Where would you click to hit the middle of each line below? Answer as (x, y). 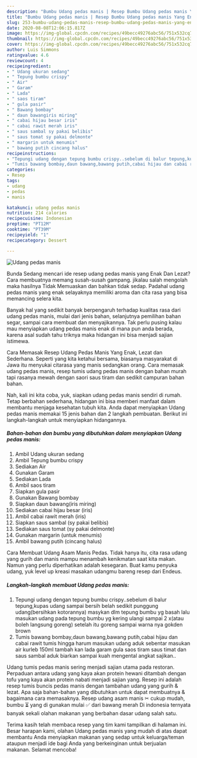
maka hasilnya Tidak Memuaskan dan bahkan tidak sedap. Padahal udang (96, 286)
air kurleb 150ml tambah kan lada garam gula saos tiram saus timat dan (101, 649)
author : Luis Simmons (33, 50)
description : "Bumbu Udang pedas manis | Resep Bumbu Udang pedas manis (97, 11)
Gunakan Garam (35, 473)
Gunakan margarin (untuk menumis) (58, 535)
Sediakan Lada (33, 479)
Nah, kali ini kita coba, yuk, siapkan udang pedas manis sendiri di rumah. (94, 395)
